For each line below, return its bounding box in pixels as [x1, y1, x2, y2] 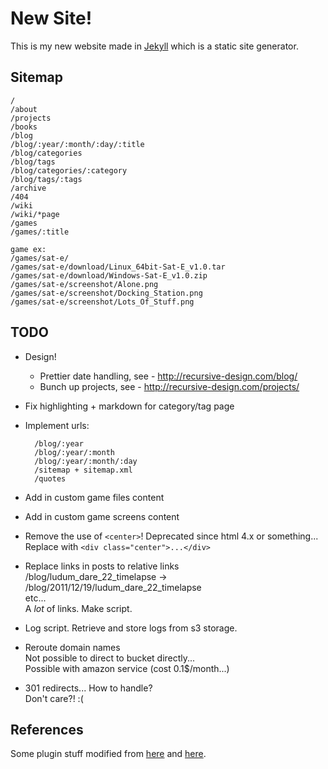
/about [10, 104, 38, 114]
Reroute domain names [24, 641, 121, 653]
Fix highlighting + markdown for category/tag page [24, 400, 235, 412]
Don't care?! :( [24, 692, 84, 704]
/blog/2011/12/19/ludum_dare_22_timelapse [24, 581, 202, 593]
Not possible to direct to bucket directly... [24, 652, 196, 664]
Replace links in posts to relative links [24, 560, 180, 572]
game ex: [10, 244, 47, 254]
